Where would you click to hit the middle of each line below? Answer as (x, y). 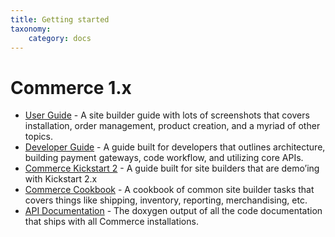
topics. (39, 137)
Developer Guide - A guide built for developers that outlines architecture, (175, 147)
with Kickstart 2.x (61, 179)
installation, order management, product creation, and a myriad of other (172, 126)
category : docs (60, 38)
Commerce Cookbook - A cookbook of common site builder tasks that (169, 190)
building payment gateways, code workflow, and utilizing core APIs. (164, 158)
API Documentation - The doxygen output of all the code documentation (173, 211)
